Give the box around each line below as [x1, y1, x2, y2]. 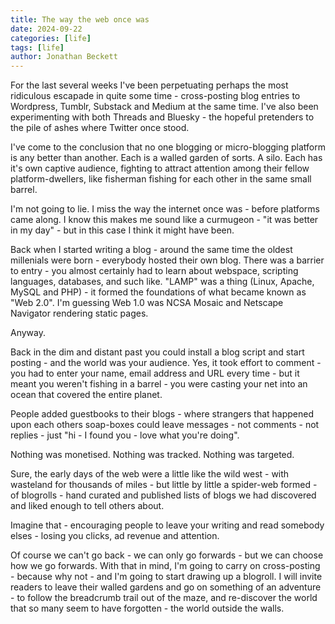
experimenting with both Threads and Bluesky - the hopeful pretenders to [10, 111, 315, 123]
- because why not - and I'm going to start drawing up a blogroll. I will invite [10, 571, 323, 583]
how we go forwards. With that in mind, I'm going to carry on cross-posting [10, 560, 321, 572]
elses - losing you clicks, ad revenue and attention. [10, 530, 220, 542]
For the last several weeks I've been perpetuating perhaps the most [10, 79, 289, 91]
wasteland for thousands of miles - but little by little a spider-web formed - [10, 479, 318, 491]
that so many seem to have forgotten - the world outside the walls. [10, 602, 285, 615]
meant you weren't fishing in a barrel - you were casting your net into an [10, 378, 308, 390]
